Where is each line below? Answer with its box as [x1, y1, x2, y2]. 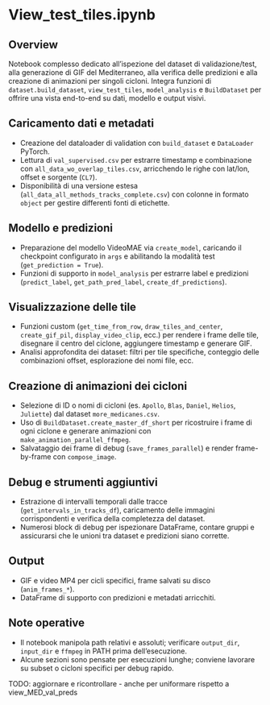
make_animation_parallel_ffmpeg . [19, 435, 131, 445]
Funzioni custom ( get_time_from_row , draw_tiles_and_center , [19, 321, 223, 331]
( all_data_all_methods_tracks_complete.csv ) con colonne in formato [19, 189, 249, 199]
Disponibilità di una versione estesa [19, 180, 139, 190]
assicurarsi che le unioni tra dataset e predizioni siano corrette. [19, 531, 230, 541]
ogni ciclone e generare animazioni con [19, 426, 152, 436]
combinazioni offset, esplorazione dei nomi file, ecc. [19, 356, 194, 366]
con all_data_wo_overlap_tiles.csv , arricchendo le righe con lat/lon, [19, 164, 250, 173]
